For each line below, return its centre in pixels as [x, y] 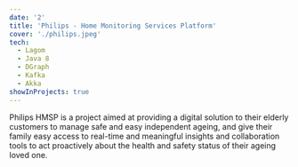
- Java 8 [33, 59]
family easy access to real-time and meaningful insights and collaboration [145, 136]
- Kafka [32, 76]
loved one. [28, 155]
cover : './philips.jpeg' [55, 34]
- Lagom [32, 51]
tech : [19, 42]
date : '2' [28, 17]
